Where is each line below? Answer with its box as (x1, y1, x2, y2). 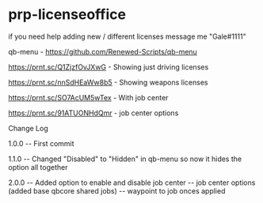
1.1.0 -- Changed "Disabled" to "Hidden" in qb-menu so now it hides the (8, 154, 242, 164)
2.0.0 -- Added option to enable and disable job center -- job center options (8, 178, 256, 187)
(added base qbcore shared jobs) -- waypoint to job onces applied (8, 186, 226, 195)
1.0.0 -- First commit (8, 138, 74, 148)
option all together (8, 162, 68, 171)
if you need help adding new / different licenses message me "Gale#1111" (8, 32, 247, 41)
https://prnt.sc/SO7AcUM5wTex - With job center (8, 92, 169, 102)
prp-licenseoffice (8, 6, 127, 24)
